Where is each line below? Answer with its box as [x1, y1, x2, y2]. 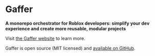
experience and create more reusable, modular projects [5, 25, 126, 31]
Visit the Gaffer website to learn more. [5, 35, 85, 41]
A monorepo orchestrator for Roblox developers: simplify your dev [5, 20, 150, 26]
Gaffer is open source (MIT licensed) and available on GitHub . [5, 45, 136, 51]
